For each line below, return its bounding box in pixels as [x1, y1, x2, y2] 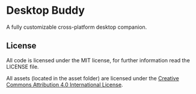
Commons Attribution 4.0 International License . [6, 81, 123, 88]
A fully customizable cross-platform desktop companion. [6, 23, 147, 31]
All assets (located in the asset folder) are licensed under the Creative [6, 74, 179, 81]
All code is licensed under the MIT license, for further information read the [6, 56, 191, 63]
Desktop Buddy [6, 4, 85, 17]
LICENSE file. [6, 63, 39, 70]
